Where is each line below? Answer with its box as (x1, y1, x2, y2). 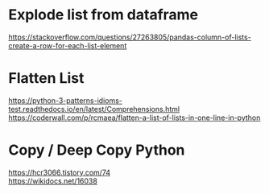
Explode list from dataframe (8, 6, 199, 24)
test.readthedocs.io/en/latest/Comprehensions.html (8, 104, 180, 114)
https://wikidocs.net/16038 (8, 175, 98, 186)
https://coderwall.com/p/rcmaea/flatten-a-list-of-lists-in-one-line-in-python (8, 113, 261, 122)
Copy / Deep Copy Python (8, 141, 185, 159)
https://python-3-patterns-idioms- (8, 95, 122, 105)
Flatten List (8, 69, 85, 88)
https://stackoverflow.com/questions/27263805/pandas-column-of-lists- (8, 32, 251, 42)
